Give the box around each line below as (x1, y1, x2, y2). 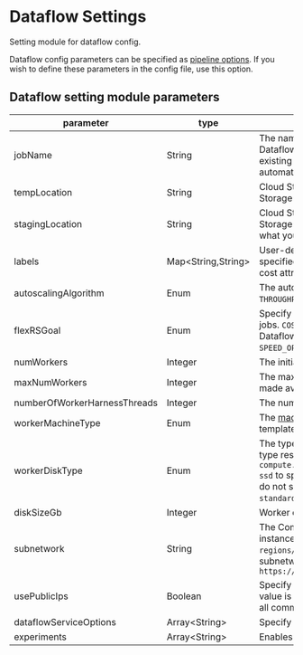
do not (258, 479, 287, 492)
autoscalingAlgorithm (14, 287, 105, 299)
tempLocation (14, 185, 73, 198)
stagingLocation (14, 217, 83, 230)
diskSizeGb (14, 506, 62, 518)
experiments (14, 631, 68, 643)
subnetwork (14, 542, 65, 555)
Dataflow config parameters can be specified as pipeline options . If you (9, 53, 275, 64)
